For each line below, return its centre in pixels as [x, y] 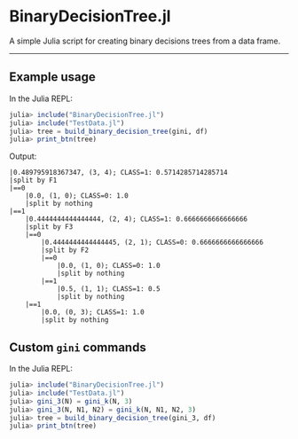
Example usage [52, 77]
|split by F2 [65, 250]
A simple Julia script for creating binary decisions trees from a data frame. [145, 41]
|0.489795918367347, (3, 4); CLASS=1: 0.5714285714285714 [118, 173]
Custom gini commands [78, 347]
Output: [23, 156]
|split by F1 [33, 180]
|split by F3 [49, 227]
